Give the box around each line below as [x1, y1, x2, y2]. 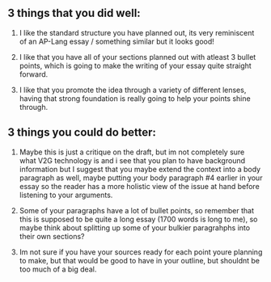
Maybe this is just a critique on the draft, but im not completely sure [19, 147, 245, 157]
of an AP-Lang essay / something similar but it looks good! [19, 36, 215, 46]
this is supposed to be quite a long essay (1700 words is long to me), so [19, 214, 258, 224]
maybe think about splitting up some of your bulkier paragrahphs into [19, 222, 251, 233]
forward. [19, 69, 49, 79]
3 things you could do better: [7, 125, 157, 140]
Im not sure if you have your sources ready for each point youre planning [19, 246, 263, 257]
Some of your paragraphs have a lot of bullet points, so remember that [19, 205, 254, 215]
